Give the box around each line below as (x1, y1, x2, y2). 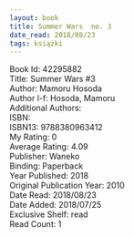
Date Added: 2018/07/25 (9, 200, 102, 211)
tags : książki (9, 38, 64, 48)
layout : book (9, 13, 59, 23)
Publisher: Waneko (9, 151, 80, 162)
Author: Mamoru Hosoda (9, 83, 103, 94)
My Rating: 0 (9, 131, 57, 142)
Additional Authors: (9, 102, 82, 114)
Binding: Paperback (9, 160, 84, 171)
